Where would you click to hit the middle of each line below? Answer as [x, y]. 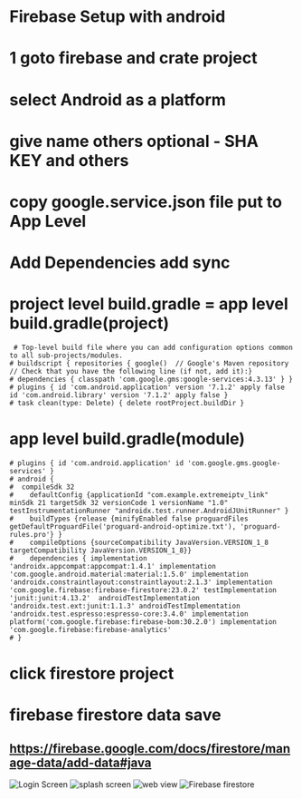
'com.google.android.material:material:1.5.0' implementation [129, 574]
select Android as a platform [118, 99]
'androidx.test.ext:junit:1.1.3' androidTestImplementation [125, 606]
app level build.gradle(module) [127, 439]
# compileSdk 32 [42, 487]
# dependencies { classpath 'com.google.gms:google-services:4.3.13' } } [151, 380]
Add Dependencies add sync [120, 263]
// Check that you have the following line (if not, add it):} [131, 372]
